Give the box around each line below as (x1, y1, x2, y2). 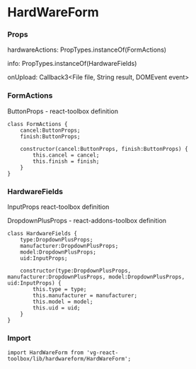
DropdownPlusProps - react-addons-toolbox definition (7, 217, 167, 225)
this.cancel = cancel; (33, 152, 100, 159)
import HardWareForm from (7, 349, 83, 356)
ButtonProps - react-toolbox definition (7, 107, 119, 115)
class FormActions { (7, 120, 69, 127)
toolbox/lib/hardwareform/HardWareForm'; (7, 356, 132, 363)
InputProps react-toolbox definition (7, 203, 110, 211)
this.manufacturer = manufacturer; (33, 292, 138, 300)
